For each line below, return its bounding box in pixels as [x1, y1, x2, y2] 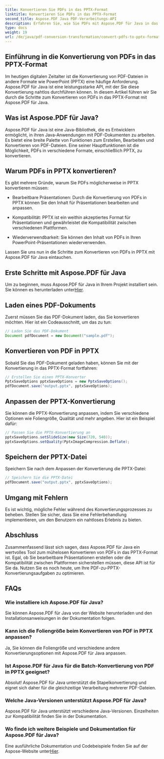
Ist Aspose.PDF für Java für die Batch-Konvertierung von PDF [5, 662, 154, 669]
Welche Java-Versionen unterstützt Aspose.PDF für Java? [5, 697, 147, 704]
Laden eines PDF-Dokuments [5, 301, 96, 309]
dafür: [5, 420, 18, 427]
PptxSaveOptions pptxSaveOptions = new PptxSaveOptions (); [5, 379, 128, 384]
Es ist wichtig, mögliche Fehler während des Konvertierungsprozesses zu [5, 506, 152, 512]
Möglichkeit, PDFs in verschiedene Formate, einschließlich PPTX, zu [5, 148, 143, 153]
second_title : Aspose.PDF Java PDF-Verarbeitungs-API [5, 16, 117, 21]
